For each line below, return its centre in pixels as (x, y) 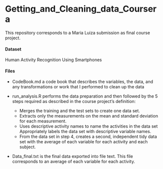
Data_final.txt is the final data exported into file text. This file (72, 156)
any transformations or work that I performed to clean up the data (78, 87)
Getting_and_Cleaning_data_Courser (81, 9)
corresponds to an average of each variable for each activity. (73, 162)
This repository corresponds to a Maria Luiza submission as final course (78, 33)
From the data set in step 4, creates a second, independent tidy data (88, 136)
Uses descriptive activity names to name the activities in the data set (89, 126)
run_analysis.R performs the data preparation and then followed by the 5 (85, 96)
